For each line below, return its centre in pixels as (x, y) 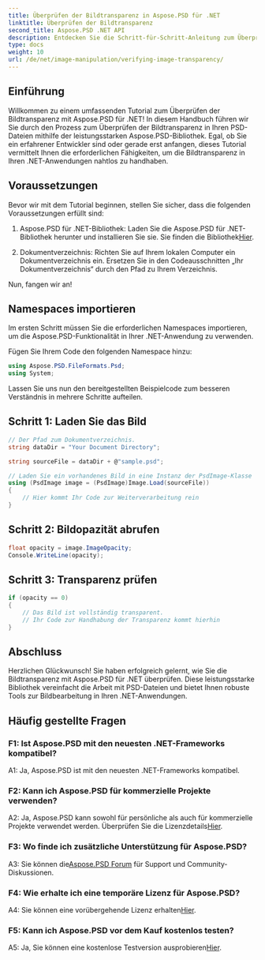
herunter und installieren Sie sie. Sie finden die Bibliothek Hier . (154, 237)
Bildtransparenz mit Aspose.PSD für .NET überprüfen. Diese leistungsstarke (131, 679)
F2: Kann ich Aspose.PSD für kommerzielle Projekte (110, 791)
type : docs (26, 45)
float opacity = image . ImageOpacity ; (70, 548)
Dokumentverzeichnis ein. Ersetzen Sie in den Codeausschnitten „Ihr (131, 261)
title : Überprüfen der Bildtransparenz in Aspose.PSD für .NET (114, 15)
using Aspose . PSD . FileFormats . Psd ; (67, 366)
